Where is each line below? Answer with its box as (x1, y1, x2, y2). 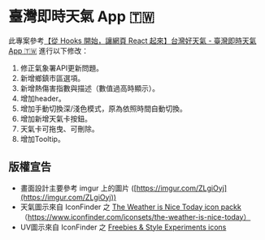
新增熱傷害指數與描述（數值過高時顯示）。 (20, 83, 160, 93)
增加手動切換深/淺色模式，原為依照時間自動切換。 (20, 103, 187, 114)
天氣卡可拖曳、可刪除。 (20, 123, 99, 134)
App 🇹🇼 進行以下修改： (8, 45, 89, 55)
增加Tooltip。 (20, 134, 65, 144)
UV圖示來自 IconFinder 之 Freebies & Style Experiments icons (20, 222, 227, 232)
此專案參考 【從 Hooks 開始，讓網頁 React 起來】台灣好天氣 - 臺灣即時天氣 (8, 36, 257, 45)
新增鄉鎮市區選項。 (20, 73, 85, 83)
